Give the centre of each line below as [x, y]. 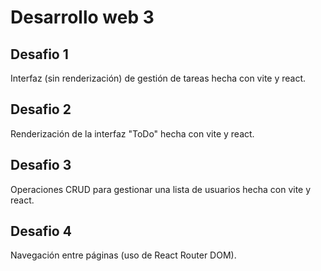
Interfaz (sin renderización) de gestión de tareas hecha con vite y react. [158, 78]
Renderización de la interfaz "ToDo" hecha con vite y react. [132, 133]
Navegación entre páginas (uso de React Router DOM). [123, 255]
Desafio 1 [39, 54]
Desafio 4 [41, 231]
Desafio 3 [41, 165]
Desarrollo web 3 [82, 17]
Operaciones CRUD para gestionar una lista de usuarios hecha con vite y [161, 189]
